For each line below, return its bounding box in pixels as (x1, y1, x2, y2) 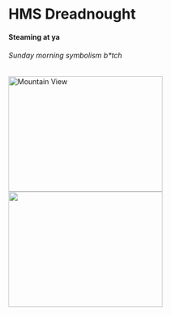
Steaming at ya (8, 32, 61, 41)
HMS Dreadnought (8, 5, 136, 23)
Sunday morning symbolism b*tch (8, 50, 123, 61)
